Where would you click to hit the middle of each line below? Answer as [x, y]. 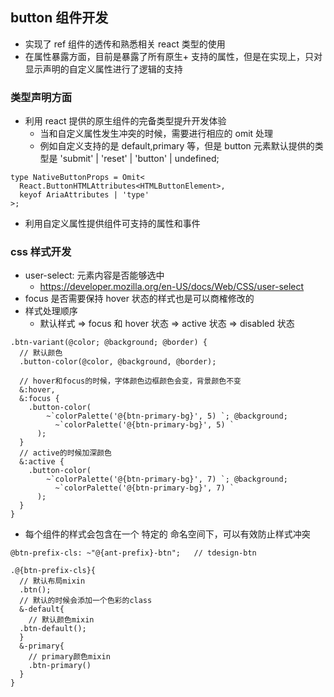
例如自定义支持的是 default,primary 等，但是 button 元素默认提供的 [177, 146]
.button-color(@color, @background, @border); [118, 362]
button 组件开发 [59, 18]
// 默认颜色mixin [61, 620]
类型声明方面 [41, 97]
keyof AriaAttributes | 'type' [84, 195]
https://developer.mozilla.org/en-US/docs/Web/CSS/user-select [172, 287]
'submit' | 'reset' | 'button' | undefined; [139, 159]
